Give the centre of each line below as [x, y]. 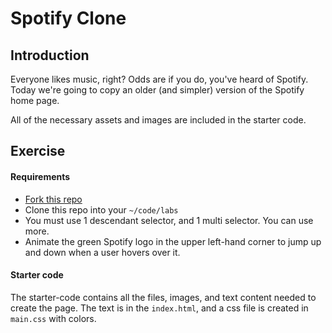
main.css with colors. [53, 318]
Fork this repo [53, 199]
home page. [35, 100]
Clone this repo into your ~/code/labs [101, 209]
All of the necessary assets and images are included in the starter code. [158, 120]
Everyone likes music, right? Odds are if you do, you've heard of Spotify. [159, 79]
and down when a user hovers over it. [102, 252]
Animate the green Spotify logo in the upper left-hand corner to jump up [173, 241]
